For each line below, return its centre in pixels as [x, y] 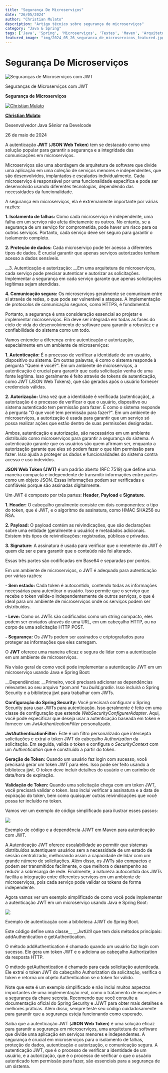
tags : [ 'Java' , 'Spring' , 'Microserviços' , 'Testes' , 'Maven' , [72, 33]
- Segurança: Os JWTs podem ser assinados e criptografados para [74, 637]
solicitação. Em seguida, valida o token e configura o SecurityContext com [82, 744]
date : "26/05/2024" [25, 15]
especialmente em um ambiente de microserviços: [57, 345]
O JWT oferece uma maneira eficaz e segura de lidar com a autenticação [81, 652]
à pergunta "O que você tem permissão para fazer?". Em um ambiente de [80, 413]
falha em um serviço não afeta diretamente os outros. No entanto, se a [78, 222]
